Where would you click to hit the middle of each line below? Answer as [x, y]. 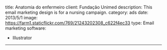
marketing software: [26, 28]
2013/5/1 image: [22, 18]
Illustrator [22, 38]
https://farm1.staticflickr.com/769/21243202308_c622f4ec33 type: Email [80, 23]
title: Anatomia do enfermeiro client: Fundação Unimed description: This [79, 7]
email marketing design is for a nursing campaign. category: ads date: [77, 12]
